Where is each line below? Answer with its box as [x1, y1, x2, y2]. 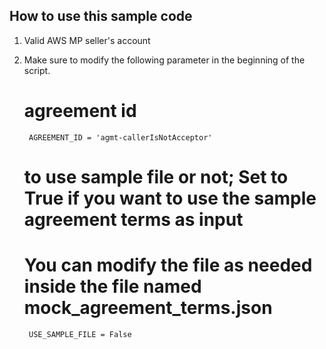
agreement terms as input [23, 208, 244, 231]
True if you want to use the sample [23, 187, 317, 209]
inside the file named [23, 275, 202, 298]
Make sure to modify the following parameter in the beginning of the [23, 54, 306, 66]
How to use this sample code [9, 8, 193, 25]
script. [23, 64, 51, 76]
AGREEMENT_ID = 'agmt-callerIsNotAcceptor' [28, 132, 213, 143]
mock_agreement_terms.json [23, 297, 273, 319]
